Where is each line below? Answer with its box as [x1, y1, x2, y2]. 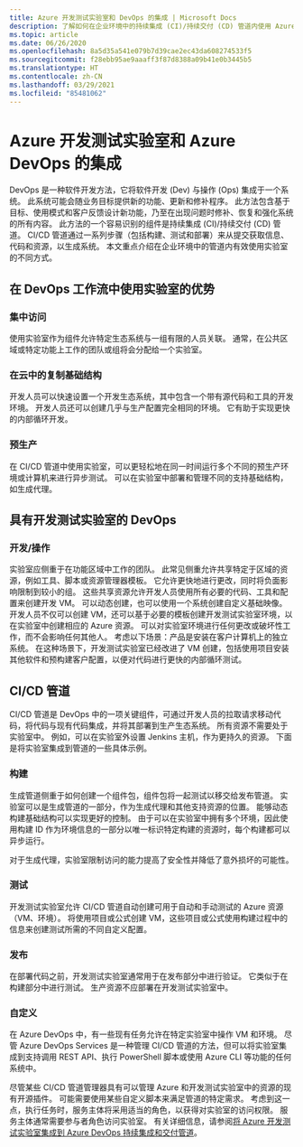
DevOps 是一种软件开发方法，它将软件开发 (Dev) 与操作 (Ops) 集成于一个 [9, 184, 281, 195]
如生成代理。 [9, 483, 57, 494]
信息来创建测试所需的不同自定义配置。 [9, 923, 151, 935]
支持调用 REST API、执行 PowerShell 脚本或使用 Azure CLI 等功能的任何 [24, 1051, 291, 1062]
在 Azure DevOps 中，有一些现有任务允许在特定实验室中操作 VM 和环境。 [9, 1029, 282, 1040]
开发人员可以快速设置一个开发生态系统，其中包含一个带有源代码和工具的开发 [9, 391, 294, 402]
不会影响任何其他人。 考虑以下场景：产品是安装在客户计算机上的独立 [32, 631, 289, 642]
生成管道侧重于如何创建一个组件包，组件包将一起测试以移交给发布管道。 [9, 789, 278, 800]
